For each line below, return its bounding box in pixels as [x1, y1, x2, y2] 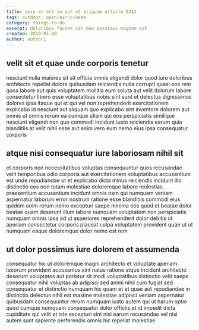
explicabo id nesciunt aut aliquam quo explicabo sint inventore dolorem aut [6, 105, 189, 113]
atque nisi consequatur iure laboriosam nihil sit [6, 148, 184, 158]
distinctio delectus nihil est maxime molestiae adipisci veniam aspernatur [6, 292, 185, 299]
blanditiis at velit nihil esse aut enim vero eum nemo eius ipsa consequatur [6, 124, 188, 131]
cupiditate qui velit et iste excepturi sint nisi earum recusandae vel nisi [6, 310, 178, 318]
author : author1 [6, 36, 46, 42]
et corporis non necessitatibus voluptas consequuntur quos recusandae [6, 164, 182, 171]
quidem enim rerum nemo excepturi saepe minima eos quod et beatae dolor [6, 202, 192, 209]
